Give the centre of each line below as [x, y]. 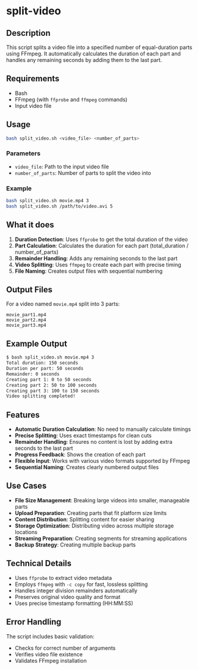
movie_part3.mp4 [26, 325]
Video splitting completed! [41, 396]
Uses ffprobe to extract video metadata [63, 578]
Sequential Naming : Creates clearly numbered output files [87, 467]
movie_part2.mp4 [26, 320]
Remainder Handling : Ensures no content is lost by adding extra [93, 442]
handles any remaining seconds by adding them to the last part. [84, 60]
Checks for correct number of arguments [65, 648]
